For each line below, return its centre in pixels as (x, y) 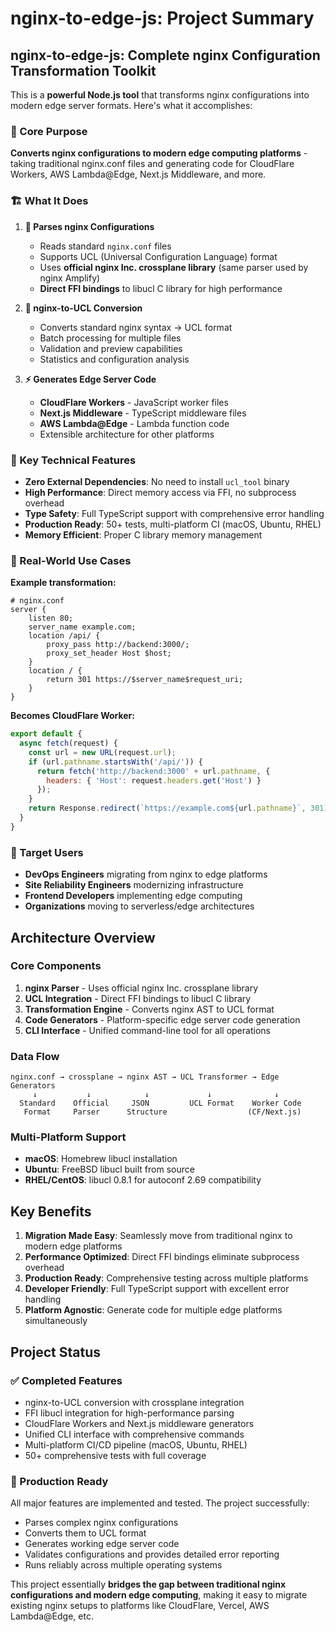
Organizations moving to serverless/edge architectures (139, 906)
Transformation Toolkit (83, 70)
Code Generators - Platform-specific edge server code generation (162, 1019)
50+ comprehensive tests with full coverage (115, 1455)
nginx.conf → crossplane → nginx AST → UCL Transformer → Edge (145, 1077)
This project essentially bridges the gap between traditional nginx (148, 1584)
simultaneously (56, 1321)
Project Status (56, 1352)
